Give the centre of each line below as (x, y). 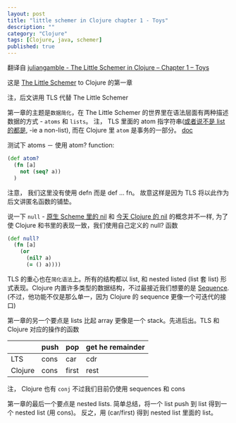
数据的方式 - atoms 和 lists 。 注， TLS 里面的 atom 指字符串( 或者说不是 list (116, 121)
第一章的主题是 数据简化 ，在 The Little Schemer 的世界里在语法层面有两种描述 (118, 112)
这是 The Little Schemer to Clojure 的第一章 (70, 82)
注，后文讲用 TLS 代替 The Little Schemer (68, 97)
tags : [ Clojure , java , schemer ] (55, 40)
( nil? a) (39, 258)
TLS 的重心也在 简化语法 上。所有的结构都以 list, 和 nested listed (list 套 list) (113, 278)
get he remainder (116, 347)
